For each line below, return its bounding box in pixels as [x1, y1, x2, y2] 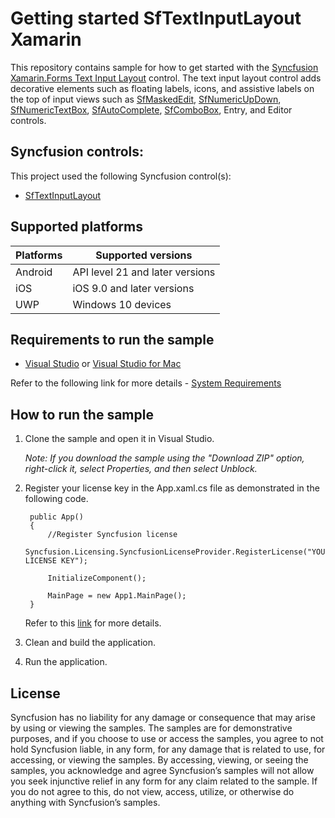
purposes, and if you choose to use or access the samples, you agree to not [10, 733, 324, 744]
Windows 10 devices [72, 297, 172, 311]
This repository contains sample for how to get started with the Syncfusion [10, 61, 319, 73]
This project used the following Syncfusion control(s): [10, 170, 232, 182]
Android [15, 265, 53, 279]
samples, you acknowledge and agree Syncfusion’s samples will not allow [10, 765, 315, 776]
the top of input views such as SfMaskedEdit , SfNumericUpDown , [10, 93, 282, 105]
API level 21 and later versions [72, 265, 216, 279]
